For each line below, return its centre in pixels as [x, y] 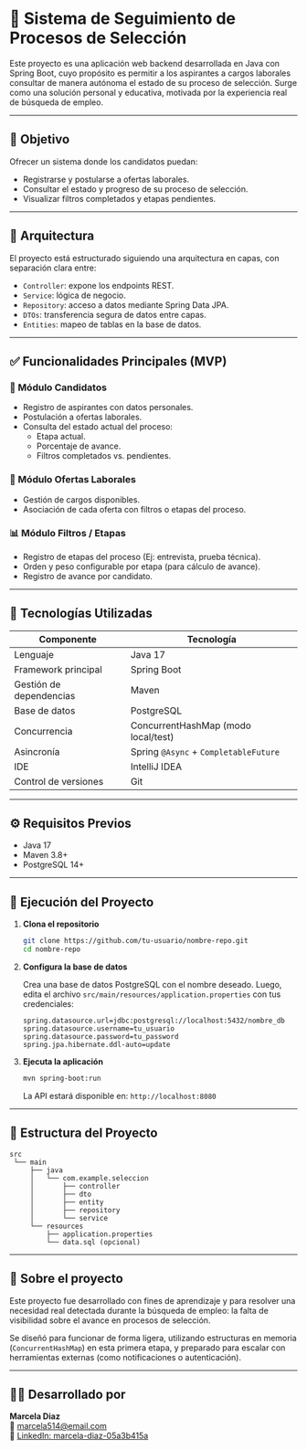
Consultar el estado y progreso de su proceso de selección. [135, 189]
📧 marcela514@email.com [58, 1426]
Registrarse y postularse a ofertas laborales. [106, 179]
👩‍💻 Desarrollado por [68, 1394]
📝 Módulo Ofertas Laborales [73, 480]
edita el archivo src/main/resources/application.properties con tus [152, 994]
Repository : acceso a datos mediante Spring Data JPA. [126, 304]
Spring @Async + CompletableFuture [205, 751]
